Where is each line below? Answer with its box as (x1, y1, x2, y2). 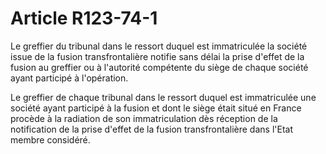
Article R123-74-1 (10, 7, 158, 30)
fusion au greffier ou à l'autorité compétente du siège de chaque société (10, 61, 309, 73)
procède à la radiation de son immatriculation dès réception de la (10, 112, 278, 124)
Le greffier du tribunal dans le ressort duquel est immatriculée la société (10, 40, 308, 52)
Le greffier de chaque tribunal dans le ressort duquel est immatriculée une (10, 91, 317, 103)
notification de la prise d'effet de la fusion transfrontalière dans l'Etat (10, 123, 293, 135)
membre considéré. (10, 133, 91, 146)
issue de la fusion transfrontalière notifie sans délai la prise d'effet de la (10, 50, 305, 62)
